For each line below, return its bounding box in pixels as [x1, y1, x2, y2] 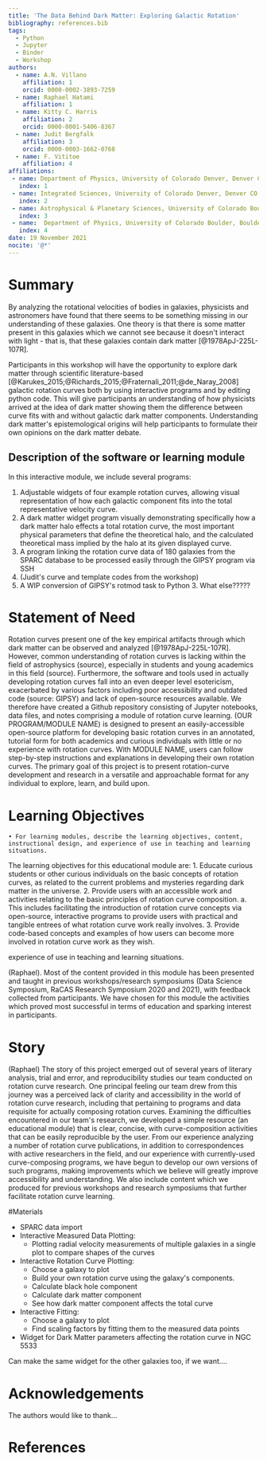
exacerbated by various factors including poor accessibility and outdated [8, 685, 248, 695]
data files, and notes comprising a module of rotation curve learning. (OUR [8, 711, 253, 721]
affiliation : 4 [22, 160, 73, 168]
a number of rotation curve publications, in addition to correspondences [8, 1141, 244, 1150]
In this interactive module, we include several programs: [8, 472, 192, 481]
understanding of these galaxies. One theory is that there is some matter [8, 319, 246, 328]
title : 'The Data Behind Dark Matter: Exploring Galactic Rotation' [8, 11, 240, 20]
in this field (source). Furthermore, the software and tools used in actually [8, 669, 249, 678]
